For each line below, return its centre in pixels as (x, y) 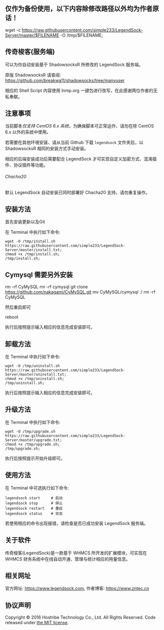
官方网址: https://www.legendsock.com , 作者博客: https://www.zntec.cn (77, 588)
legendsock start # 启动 (34, 498)
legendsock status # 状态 (34, 514)
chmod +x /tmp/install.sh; (32, 254)
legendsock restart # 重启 (34, 508)
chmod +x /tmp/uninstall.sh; (35, 379)
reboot (12, 317)
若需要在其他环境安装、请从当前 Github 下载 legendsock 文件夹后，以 (74, 143)
